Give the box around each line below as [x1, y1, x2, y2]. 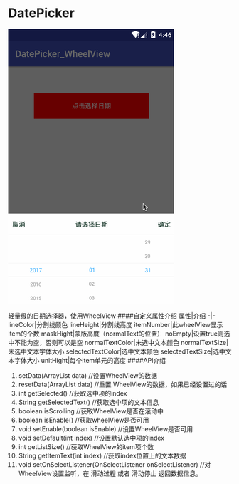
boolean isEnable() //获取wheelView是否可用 [18, 416, 149, 424]
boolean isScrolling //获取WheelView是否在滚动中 [18, 406, 164, 415]
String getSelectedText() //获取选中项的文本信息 [18, 398, 159, 406]
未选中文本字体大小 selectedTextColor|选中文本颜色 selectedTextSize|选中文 [8, 347, 232, 356]
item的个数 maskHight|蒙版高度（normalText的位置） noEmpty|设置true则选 [8, 329, 230, 338]
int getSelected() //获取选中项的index [18, 388, 127, 397]
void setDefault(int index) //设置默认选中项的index [18, 433, 165, 442]
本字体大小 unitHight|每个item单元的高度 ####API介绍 [8, 356, 166, 364]
